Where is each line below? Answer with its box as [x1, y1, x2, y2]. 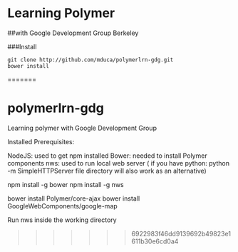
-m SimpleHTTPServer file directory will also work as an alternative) [7, 166, 207, 175]
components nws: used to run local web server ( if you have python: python [7, 158, 230, 167]
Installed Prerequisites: [7, 137, 75, 146]
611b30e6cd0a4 [131, 237, 179, 246]
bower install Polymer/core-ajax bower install [7, 194, 140, 203]
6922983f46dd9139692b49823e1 [131, 229, 232, 238]
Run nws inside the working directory [7, 216, 117, 224]
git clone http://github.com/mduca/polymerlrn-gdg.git [7, 56, 174, 64]
